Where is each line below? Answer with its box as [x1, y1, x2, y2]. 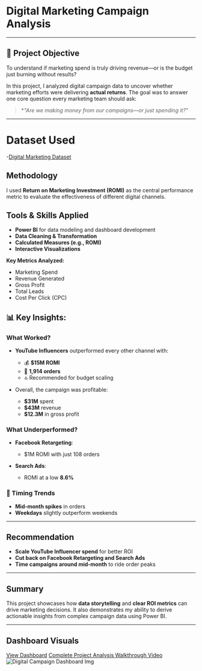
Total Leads [14, 288, 44, 295]
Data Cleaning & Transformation [14, 232, 97, 240]
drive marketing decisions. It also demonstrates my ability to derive [6, 606, 173, 613]
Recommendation [6, 532, 74, 542]
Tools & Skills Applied [6, 210, 89, 220]
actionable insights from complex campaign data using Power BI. [6, 613, 167, 620]
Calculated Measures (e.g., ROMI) [14, 239, 102, 246]
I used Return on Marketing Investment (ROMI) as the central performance [6, 186, 194, 193]
